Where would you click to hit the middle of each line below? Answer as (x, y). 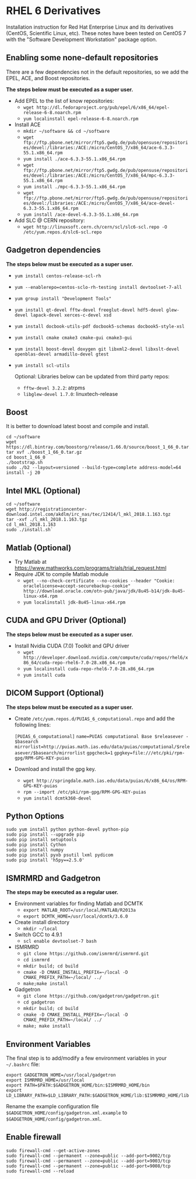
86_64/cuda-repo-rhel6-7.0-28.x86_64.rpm (74, 663)
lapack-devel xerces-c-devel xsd (71, 315)
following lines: (33, 725)
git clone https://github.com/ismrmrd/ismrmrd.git (86, 954)
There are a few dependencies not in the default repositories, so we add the (97, 72)
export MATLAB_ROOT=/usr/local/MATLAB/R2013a (79, 911)
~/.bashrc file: (23, 1064)
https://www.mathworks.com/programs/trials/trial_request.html (90, 568)
